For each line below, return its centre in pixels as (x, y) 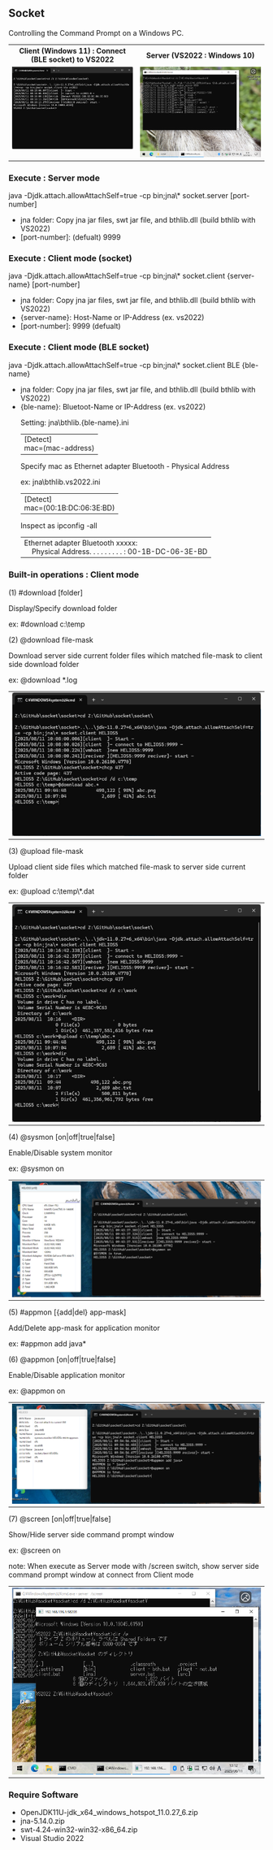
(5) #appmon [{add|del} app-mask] (67, 1312)
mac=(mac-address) (59, 448)
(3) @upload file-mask (46, 851)
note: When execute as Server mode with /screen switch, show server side (134, 1566)
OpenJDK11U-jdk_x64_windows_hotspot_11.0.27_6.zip (109, 1813)
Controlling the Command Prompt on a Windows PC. (96, 32)
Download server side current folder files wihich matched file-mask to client (135, 655)
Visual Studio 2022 (52, 1839)
